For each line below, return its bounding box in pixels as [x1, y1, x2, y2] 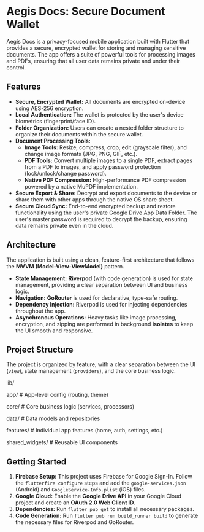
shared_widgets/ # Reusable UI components [6, 439, 118, 446]
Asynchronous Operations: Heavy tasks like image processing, [15, 313, 177, 321]
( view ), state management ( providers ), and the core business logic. [6, 367, 176, 375]
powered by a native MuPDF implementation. [24, 182, 138, 190]
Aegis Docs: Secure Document [6, 4, 165, 18]
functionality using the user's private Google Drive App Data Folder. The [15, 209, 197, 216]
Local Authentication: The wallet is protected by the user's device [15, 111, 184, 118]
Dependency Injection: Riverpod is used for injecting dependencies [15, 300, 187, 308]
